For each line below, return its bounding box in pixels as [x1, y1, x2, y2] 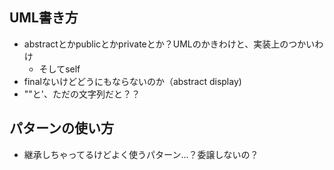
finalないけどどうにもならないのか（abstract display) [23, 75, 242, 87]
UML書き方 [9, 9, 79, 27]
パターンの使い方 [9, 120, 114, 137]
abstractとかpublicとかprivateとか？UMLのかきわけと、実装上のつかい [23, 38, 316, 50]
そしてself [38, 63, 81, 75]
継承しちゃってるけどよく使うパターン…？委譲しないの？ [23, 148, 259, 160]
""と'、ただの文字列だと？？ [23, 88, 141, 100]
